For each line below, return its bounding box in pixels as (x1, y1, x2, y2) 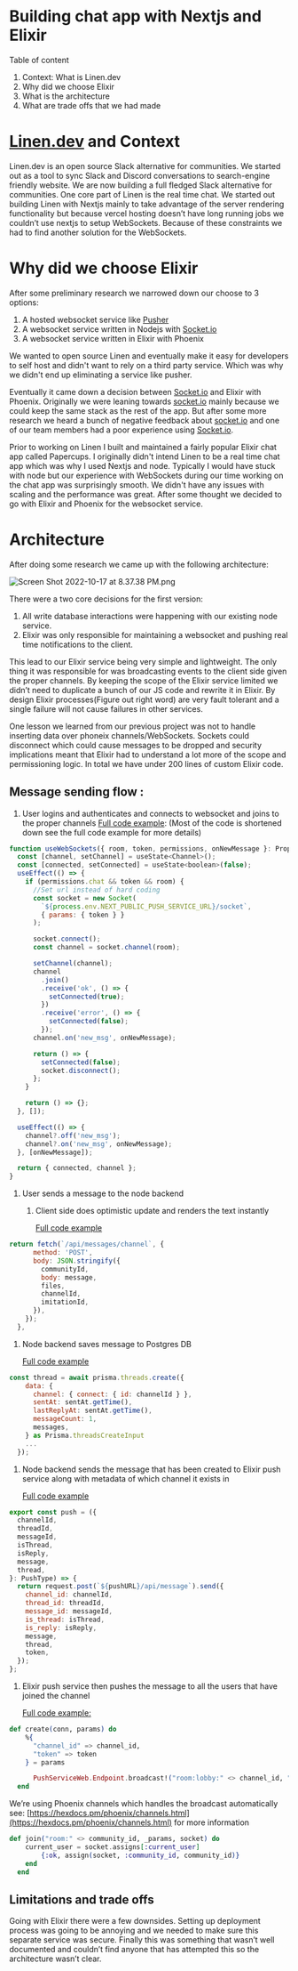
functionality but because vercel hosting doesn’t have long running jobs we (9, 207, 285, 219)
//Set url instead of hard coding (32, 885, 161, 894)
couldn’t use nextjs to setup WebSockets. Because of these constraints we (9, 217, 283, 228)
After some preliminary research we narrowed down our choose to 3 (9, 287, 260, 298)
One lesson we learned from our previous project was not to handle (9, 721, 255, 731)
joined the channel (21, 1691, 90, 1701)
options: (9, 296, 40, 308)
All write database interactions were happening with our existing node (21, 610, 278, 621)
